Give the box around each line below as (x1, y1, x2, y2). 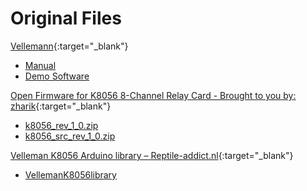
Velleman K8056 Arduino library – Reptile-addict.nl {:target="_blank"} (10, 149, 294, 161)
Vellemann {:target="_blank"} (10, 40, 129, 52)
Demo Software (24, 70, 90, 82)
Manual (24, 59, 57, 71)
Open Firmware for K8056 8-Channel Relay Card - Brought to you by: (10, 89, 297, 101)
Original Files (10, 7, 122, 30)
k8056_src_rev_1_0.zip (24, 130, 116, 142)
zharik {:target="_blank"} (10, 100, 112, 112)
